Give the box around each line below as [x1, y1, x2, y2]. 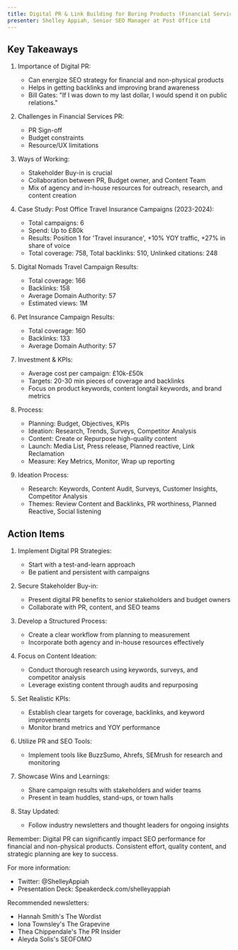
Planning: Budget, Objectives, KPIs [28, 420, 130, 428]
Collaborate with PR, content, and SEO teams [28, 603, 161, 611]
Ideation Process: [17, 471, 69, 479]
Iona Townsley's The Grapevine [17, 920, 110, 929]
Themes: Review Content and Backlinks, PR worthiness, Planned [28, 500, 217, 508]
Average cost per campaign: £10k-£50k [28, 369, 144, 378]
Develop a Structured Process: [17, 617, 108, 626]
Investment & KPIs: [17, 356, 73, 364]
